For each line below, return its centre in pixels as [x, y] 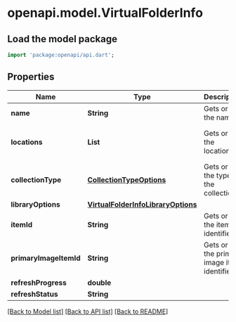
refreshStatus [34, 294]
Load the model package [63, 39]
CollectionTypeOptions [127, 179]
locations [27, 142]
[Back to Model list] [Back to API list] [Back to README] [88, 311]
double [99, 283]
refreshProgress [39, 283]
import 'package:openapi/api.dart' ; [61, 55]
